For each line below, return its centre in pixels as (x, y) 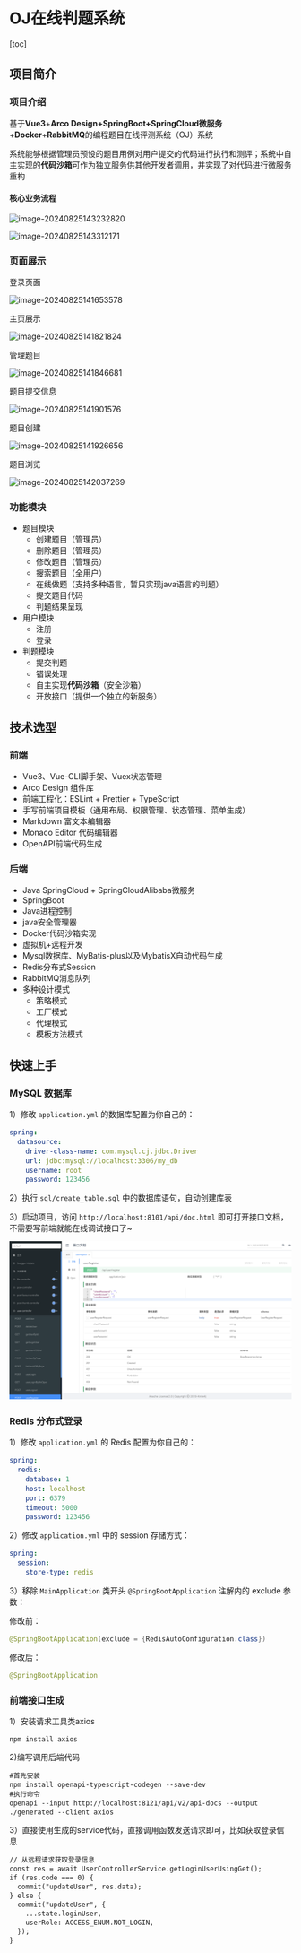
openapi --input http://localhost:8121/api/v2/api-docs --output (133, 1803)
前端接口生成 (37, 1700)
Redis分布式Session (59, 967)
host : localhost (56, 1489)
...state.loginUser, (64, 1914)
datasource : (40, 1141)
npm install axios (43, 1739)
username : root (54, 1170)
